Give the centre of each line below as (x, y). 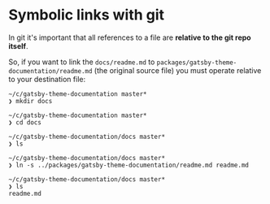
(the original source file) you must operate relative (178, 70)
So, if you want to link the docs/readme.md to (82, 62)
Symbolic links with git (87, 15)
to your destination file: (47, 79)
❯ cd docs (25, 122)
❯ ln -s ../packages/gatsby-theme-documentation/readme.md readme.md (129, 165)
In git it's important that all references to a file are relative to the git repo (130, 37)
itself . (18, 46)
